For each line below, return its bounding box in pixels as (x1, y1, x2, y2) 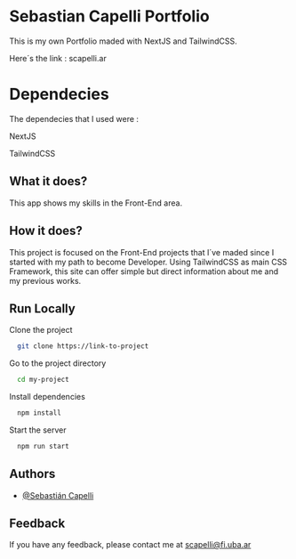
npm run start (17, 442, 69, 450)
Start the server (9, 425, 67, 435)
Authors (9, 466, 56, 482)
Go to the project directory (9, 358, 107, 369)
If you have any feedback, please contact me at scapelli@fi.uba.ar (9, 539, 252, 550)
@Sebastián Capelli (21, 490, 94, 500)
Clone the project (9, 325, 73, 336)
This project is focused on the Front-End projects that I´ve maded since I (9, 247, 275, 257)
